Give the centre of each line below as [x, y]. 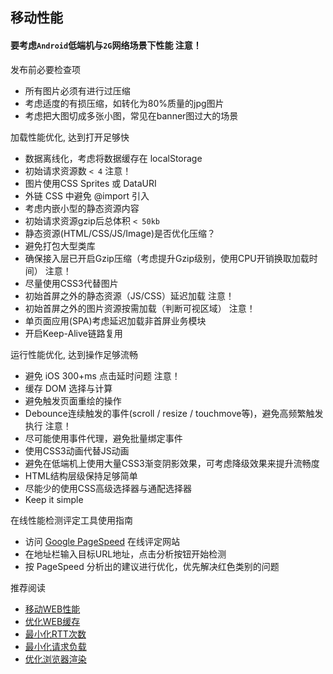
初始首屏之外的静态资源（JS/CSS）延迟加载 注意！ [129, 295]
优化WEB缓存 [52, 621]
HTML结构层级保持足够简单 [81, 475]
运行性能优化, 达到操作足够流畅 [74, 354]
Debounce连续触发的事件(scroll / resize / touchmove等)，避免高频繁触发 [174, 413]
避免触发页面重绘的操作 [73, 400]
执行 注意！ [48, 425]
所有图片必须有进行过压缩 [77, 90]
